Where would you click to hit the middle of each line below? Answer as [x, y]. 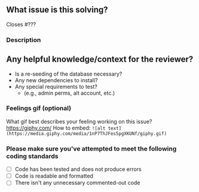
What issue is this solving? [57, 10]
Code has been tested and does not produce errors [78, 169]
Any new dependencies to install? [56, 80]
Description [24, 40]
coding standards [32, 156]
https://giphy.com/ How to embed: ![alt [56, 128]
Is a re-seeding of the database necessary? [68, 74]
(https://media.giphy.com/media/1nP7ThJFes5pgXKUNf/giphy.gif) [87, 133]
